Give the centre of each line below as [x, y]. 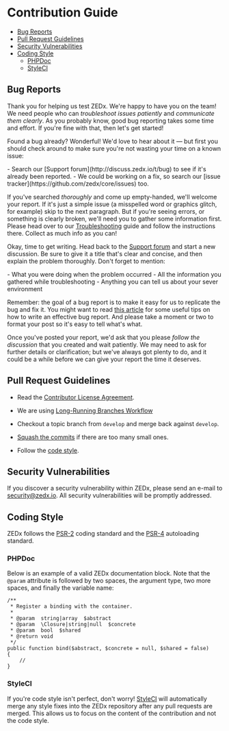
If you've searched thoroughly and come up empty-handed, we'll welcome [112, 197]
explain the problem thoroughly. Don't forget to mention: [86, 261]
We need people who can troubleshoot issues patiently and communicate [111, 113]
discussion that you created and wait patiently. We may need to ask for [107, 345]
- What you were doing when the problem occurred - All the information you [114, 274]
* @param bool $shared [45, 631]
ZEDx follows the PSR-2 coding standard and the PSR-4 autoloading [103, 534]
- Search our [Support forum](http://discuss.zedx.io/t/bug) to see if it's [107, 169]
